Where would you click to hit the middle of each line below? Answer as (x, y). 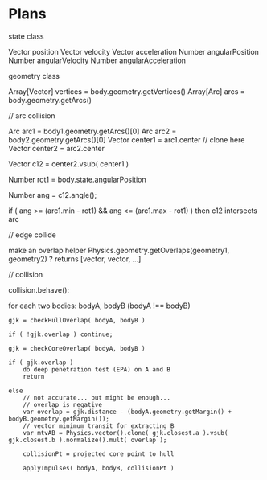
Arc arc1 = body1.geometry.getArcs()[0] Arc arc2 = (92, 131)
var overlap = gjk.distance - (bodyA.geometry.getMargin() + (127, 412)
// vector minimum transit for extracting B (99, 426)
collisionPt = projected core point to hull (99, 454)
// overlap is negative (63, 404)
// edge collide (32, 235)
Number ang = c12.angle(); (53, 195)
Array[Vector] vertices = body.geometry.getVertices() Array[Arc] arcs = (127, 91)
